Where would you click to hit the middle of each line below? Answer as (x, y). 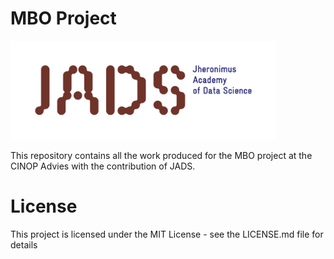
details (24, 244)
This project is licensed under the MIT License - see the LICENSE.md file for (167, 234)
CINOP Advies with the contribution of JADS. (103, 166)
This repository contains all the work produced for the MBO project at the (161, 156)
